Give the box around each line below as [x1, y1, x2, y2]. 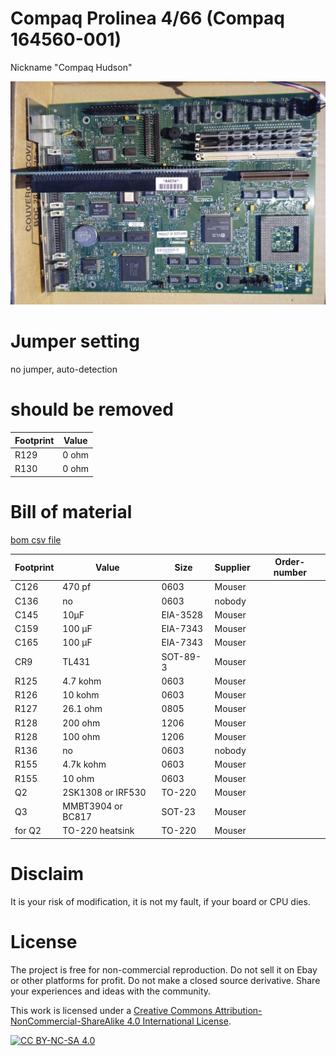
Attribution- [214, 1004, 263, 1016]
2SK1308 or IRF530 [62, 786, 147, 798]
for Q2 [14, 825, 42, 837]
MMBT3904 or [62, 800, 123, 812]
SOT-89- [161, 650, 202, 662]
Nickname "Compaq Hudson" [10, 61, 133, 73]
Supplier [214, 561, 251, 573]
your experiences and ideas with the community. [10, 985, 212, 997]
